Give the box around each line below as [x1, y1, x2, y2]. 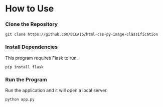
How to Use [5, 3, 54, 14]
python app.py [5, 97, 35, 102]
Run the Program [5, 76, 47, 83]
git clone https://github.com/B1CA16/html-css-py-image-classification [5, 32, 158, 37]
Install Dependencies [5, 43, 58, 50]
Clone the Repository [5, 21, 58, 28]
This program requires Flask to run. [5, 55, 78, 61]
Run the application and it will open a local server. [5, 88, 108, 94]
